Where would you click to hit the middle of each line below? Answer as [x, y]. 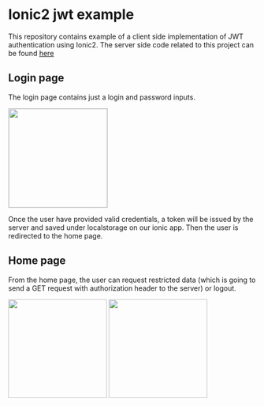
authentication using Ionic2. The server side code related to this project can [131, 44]
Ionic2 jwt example [71, 15]
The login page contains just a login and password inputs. [102, 97]
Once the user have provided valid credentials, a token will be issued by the [131, 219]
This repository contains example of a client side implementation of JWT [126, 36]
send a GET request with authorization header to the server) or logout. [122, 288]
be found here [31, 53]
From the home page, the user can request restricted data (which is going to [132, 280]
